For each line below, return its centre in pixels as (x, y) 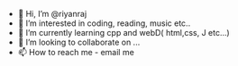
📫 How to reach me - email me (76, 52)
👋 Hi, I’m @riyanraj (52, 14)
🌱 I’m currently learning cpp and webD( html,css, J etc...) (124, 33)
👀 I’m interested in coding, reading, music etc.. (104, 23)
